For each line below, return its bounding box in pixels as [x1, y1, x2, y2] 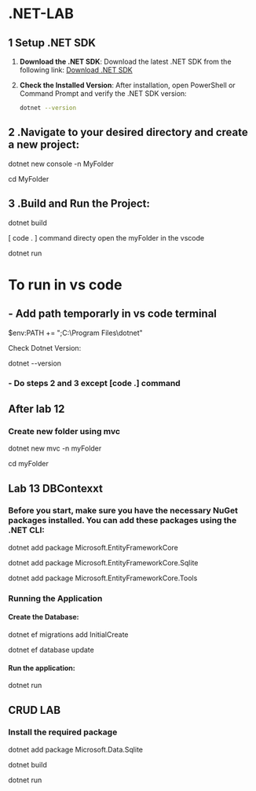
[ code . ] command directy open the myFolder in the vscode [8, 233, 205, 242]
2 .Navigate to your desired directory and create [8, 126, 249, 139]
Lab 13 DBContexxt [8, 481, 104, 495]
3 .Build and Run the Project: [8, 197, 151, 211]
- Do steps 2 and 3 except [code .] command [8, 378, 181, 389]
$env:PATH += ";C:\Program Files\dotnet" [8, 328, 143, 337]
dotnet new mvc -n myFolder [8, 443, 102, 453]
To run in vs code [8, 276, 123, 293]
